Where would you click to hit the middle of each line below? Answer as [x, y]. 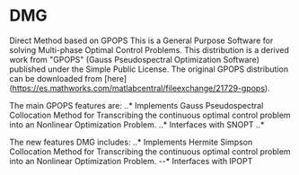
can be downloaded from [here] [68, 78]
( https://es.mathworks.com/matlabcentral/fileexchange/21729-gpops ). [140, 88]
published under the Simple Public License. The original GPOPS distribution [149, 69]
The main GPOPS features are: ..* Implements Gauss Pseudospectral [136, 105]
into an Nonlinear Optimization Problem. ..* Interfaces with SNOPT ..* [137, 124]
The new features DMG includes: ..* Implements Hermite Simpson [131, 142]
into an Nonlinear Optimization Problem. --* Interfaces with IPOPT [131, 161]
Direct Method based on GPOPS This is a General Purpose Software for [141, 40]
